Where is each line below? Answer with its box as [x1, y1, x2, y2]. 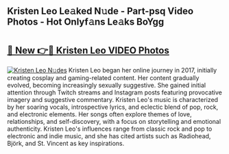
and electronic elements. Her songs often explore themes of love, [7, 110, 192, 118]
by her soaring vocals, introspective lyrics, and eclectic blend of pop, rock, [7, 103, 219, 111]
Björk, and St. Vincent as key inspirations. [7, 140, 125, 147]
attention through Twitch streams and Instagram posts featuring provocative [7, 88, 223, 97]
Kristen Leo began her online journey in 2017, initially [68, 66, 217, 74]
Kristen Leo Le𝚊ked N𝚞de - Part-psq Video [7, 5, 194, 17]
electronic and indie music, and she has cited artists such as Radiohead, [7, 132, 211, 140]
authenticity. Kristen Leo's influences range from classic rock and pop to [7, 125, 213, 133]
